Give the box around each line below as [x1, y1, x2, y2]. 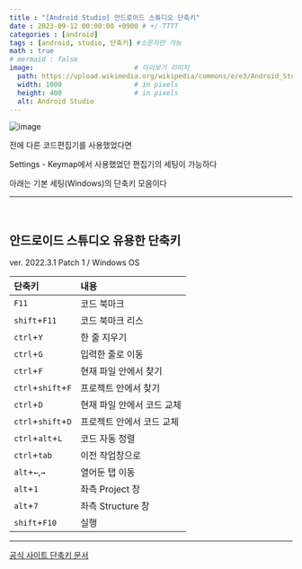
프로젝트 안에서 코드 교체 [80, 415, 180, 428]
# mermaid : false [9, 55, 78, 64]
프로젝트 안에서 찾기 [80, 382, 160, 395]
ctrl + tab [13, 449, 52, 461]
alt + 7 [13, 500, 39, 512]
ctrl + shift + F [13, 381, 72, 394]
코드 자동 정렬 [80, 432, 136, 445]
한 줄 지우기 [80, 332, 128, 344]
